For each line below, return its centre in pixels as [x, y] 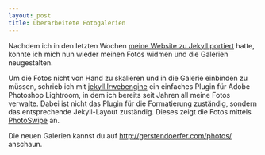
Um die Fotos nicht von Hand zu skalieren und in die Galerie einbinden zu [128, 78]
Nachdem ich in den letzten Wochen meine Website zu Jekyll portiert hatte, [132, 45]
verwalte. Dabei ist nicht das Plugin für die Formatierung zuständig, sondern [133, 103]
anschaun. [25, 144]
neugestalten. [31, 62]
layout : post [30, 15]
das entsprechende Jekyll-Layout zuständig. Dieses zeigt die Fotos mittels [130, 111]
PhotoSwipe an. [34, 120]
